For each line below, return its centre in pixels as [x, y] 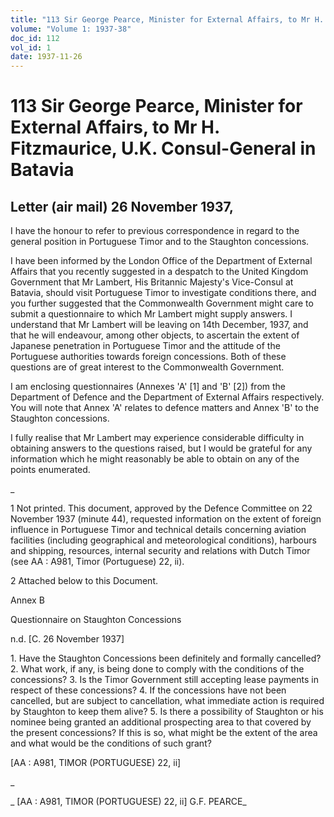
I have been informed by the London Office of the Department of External [161, 261]
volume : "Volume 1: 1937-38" [71, 29]
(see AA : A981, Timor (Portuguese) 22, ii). [97, 562]
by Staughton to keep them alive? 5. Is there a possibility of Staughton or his [167, 712]
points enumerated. [50, 470]
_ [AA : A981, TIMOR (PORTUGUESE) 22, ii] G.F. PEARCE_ [128, 802]
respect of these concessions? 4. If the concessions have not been [148, 690]
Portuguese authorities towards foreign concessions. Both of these [148, 357]
